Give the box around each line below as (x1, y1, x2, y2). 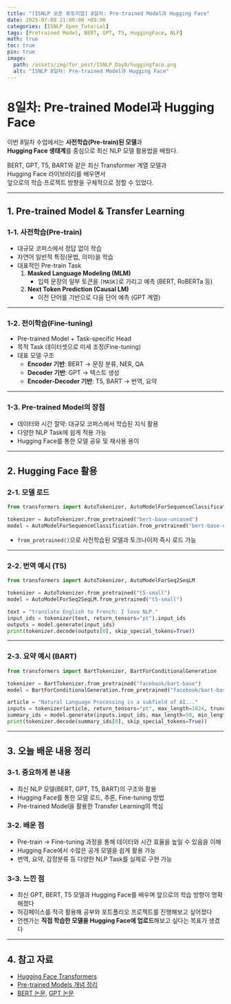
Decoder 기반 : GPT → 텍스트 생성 (27, 369, 120, 377)
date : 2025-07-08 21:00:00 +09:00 (7, 17, 107, 23)
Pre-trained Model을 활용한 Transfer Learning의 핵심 (16, 802, 164, 810)
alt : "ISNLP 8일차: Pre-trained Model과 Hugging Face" (13, 67, 170, 74)
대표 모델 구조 (16, 352, 54, 360)
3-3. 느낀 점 (7, 873, 45, 883)
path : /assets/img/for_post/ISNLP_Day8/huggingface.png (13, 61, 177, 68)
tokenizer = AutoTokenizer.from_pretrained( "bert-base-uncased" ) (7, 516, 198, 523)
